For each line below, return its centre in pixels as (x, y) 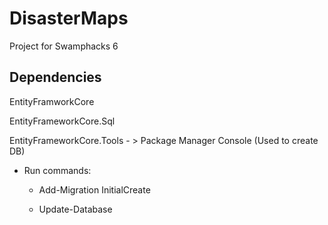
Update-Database (75, 209)
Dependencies (55, 77)
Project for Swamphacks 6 (64, 46)
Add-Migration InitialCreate (94, 189)
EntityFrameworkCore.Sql (62, 121)
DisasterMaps (69, 18)
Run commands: (57, 170)
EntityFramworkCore (52, 101)
